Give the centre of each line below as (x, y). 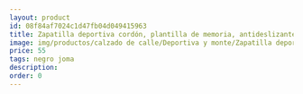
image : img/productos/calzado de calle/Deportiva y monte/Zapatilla (141, 43)
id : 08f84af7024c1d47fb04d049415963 (78, 26)
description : (34, 68)
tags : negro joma (42, 59)
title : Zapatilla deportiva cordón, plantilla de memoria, (123, 34)
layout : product (40, 17)
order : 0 (26, 76)
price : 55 (28, 51)
